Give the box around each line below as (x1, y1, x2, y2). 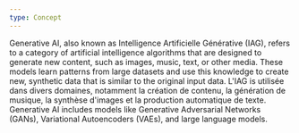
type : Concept (9, 12, 63, 22)
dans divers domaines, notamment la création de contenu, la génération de (9, 85, 286, 96)
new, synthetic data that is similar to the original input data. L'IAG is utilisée (9, 75, 285, 86)
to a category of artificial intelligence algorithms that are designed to (9, 46, 262, 58)
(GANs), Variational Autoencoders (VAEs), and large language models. (9, 113, 269, 124)
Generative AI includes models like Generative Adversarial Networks (9, 104, 261, 114)
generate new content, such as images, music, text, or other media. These (9, 56, 284, 67)
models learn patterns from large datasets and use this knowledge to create (9, 66, 289, 77)
